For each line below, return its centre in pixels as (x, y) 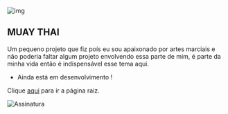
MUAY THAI (34, 32)
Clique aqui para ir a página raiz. (53, 91)
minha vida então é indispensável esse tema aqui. (78, 64)
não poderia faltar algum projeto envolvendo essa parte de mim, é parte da (114, 56)
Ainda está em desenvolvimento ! (65, 77)
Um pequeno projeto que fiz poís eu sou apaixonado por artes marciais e (111, 49)
